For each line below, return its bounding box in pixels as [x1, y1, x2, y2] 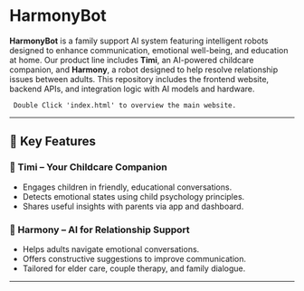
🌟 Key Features [9, 134, 97, 149]
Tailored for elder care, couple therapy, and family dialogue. [22, 263, 246, 274]
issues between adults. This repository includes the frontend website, [9, 73, 270, 84]
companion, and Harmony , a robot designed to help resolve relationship [9, 64, 279, 75]
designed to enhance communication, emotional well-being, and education [9, 44, 289, 55]
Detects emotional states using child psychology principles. [22, 191, 245, 202]
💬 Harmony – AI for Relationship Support [9, 223, 190, 236]
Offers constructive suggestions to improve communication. [22, 253, 247, 264]
